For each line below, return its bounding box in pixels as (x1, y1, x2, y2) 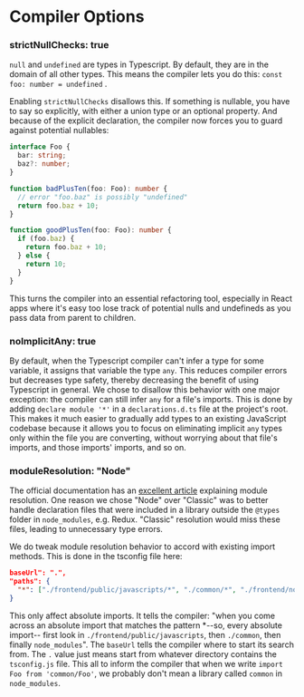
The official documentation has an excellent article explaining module (9, 485, 269, 496)
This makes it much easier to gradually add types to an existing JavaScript (9, 412, 287, 423)
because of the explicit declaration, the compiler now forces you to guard (9, 115, 283, 126)
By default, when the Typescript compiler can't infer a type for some (9, 355, 264, 366)
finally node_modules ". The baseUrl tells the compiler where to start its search (9, 639, 294, 650)
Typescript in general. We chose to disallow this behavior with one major (9, 383, 280, 395)
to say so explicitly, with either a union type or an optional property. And (9, 106, 278, 117)
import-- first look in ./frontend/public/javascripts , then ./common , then (9, 629, 281, 640)
